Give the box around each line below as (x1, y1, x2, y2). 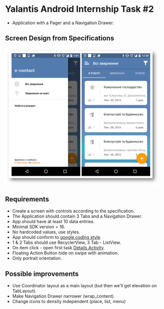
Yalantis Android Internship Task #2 (5, 3, 154, 15)
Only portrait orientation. (12, 255, 62, 261)
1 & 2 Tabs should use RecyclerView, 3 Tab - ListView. (12, 239, 121, 245)
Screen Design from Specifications (5, 34, 114, 42)
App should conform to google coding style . (12, 234, 102, 240)
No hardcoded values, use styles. (12, 229, 80, 235)
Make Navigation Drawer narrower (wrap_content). (12, 293, 115, 299)
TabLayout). (12, 288, 37, 294)
